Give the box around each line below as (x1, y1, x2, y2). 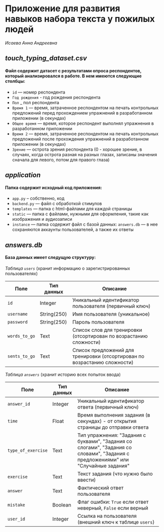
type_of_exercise (7, 447, 48, 453)
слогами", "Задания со (77, 444, 132, 451)
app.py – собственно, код (12, 195, 65, 201)
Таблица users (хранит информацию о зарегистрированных (5, 265, 130, 271)
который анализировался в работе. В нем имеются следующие (5, 73, 142, 79)
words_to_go (7, 333, 36, 339)
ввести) (77, 476, 96, 483)
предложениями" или (77, 456, 129, 463)
